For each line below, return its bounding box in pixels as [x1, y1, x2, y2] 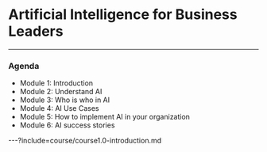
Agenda [8, 60, 40, 71]
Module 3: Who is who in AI [19, 95, 110, 104]
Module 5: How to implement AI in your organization [19, 112, 191, 122]
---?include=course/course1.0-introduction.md [8, 136, 162, 146]
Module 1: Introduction [19, 78, 94, 88]
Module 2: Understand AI [19, 87, 103, 97]
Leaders [8, 22, 64, 40]
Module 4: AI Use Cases [19, 104, 99, 113]
